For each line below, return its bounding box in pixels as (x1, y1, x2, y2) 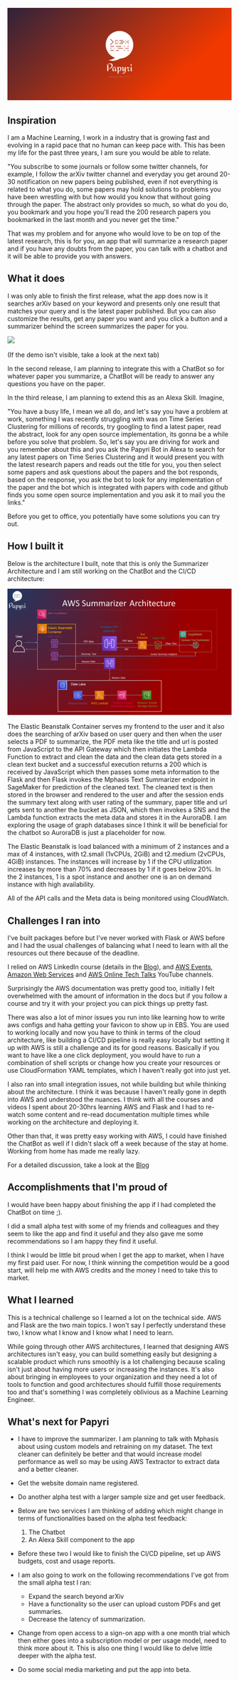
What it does (7, 273, 65, 285)
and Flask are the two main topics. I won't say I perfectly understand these (7, 1321, 226, 1329)
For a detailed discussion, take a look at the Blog (7, 1161, 149, 1169)
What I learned (7, 1294, 74, 1306)
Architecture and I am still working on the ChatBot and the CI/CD (7, 567, 196, 575)
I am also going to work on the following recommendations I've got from (17, 1571, 229, 1580)
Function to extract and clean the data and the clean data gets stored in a (7, 752, 223, 761)
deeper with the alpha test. (17, 1652, 97, 1660)
